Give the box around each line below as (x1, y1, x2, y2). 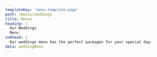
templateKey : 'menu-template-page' (5, 7, 79, 12)
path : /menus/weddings (5, 12, 52, 17)
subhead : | (5, 35, 28, 40)
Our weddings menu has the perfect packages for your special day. (9, 40, 153, 45)
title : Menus (5, 16, 32, 21)
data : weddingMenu (5, 44, 43, 49)
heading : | (5, 21, 28, 26)
